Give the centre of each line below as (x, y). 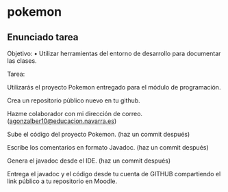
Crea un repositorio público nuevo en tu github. (74, 100)
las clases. (22, 61)
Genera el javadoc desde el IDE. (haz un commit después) (89, 161)
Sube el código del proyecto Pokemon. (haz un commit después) (99, 134)
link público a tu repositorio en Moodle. (62, 181)
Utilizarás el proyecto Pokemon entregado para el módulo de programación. (114, 87)
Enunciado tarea (43, 37)
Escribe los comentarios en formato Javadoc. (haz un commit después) (108, 147)
